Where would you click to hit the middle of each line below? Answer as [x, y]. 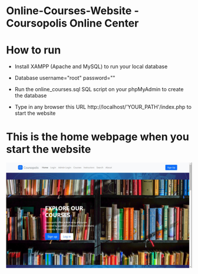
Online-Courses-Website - [73, 11]
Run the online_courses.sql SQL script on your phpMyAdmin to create [99, 89]
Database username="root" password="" [65, 78]
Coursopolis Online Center [72, 23]
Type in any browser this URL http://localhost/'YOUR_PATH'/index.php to [103, 107]
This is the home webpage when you [98, 137]
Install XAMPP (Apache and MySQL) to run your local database [91, 66]
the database [31, 96]
